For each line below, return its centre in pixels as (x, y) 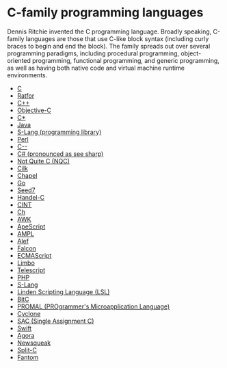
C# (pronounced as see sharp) (60, 154)
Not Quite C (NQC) (43, 161)
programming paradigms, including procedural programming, (93, 53)
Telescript (31, 270)
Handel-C (31, 197)
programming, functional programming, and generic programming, (126, 60)
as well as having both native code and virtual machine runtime (96, 68)
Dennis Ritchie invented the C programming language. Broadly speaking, (109, 31)
